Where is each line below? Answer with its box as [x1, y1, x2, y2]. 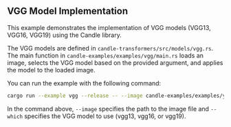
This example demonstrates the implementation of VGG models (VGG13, [7, 23, 211, 31]
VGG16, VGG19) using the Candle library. [7, 31, 122, 39]
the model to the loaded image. [7, 66, 96, 74]
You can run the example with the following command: [7, 79, 162, 87]
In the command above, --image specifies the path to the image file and [7, 104, 210, 113]
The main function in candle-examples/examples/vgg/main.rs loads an [7, 51, 204, 59]
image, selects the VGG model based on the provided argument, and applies [7, 58, 223, 67]
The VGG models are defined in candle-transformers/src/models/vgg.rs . [7, 44, 214, 52]
